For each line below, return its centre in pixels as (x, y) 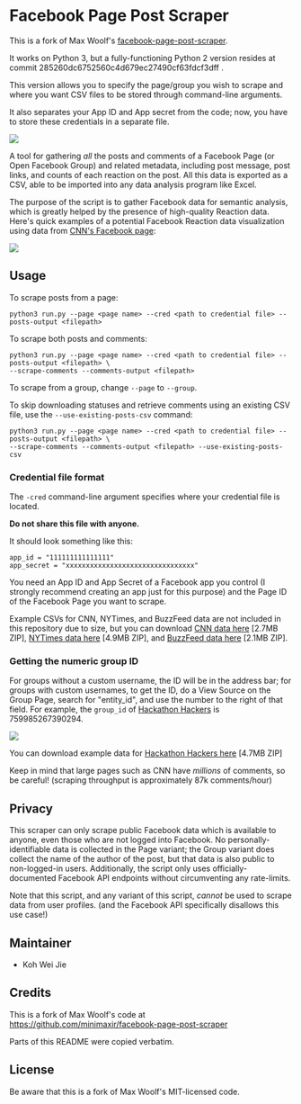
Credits (31, 993)
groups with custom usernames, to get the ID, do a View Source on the (140, 690)
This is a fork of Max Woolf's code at (77, 1014)
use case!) (29, 915)
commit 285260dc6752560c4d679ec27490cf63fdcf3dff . (117, 67)
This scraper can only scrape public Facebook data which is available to (143, 830)
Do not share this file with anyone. (75, 524)
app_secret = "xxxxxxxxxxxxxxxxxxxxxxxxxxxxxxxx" (104, 566)
